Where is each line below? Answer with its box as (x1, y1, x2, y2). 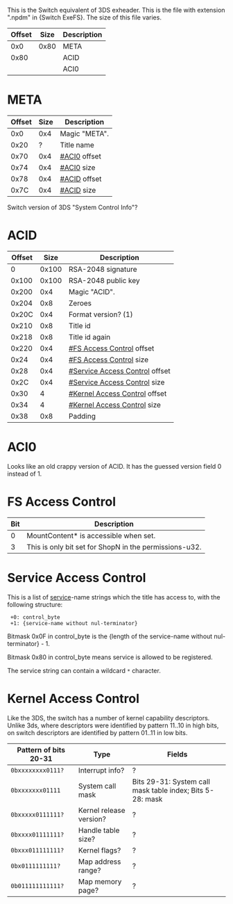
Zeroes (68, 298, 92, 308)
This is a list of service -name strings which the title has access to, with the (7, 592, 221, 601)
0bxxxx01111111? (10, 830, 64, 839)
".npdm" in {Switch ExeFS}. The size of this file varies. (7, 13, 162, 22)
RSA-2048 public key (68, 275, 140, 285)
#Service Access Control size (68, 377, 165, 387)
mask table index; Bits (132, 785, 203, 795)
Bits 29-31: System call (132, 777, 210, 786)
